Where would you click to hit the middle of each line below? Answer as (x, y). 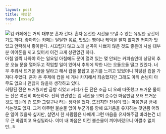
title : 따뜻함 (18, 14)
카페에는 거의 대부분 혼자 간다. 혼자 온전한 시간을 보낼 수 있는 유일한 (81, 34)
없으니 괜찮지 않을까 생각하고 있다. (47, 83)
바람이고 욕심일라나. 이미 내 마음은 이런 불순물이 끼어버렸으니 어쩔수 (81, 121)
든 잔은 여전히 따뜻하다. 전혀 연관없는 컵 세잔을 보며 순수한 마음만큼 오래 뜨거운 (81, 96)
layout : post (19, 10)
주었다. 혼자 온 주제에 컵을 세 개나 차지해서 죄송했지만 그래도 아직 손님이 (83, 77)
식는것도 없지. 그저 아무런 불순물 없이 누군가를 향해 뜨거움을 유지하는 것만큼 (78, 108)
